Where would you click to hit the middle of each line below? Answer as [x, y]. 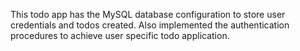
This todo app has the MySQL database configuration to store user [148, 14]
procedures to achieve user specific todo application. [120, 35]
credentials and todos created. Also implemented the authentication [150, 25]
